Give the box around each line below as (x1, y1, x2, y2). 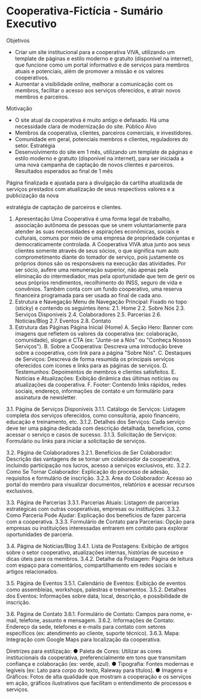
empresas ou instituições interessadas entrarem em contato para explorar (6, 524, 188, 531)
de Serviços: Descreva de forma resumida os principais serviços (14, 356, 175, 363)
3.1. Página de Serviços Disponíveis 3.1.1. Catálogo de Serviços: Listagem (6, 405, 186, 413)
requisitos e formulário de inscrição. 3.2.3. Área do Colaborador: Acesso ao (6, 474, 193, 482)
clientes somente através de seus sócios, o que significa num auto (14, 247, 179, 254)
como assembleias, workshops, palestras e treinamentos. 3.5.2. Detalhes (6, 586, 187, 593)
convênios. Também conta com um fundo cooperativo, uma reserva (14, 285, 182, 292)
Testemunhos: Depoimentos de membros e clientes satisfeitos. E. (14, 368, 176, 375)
